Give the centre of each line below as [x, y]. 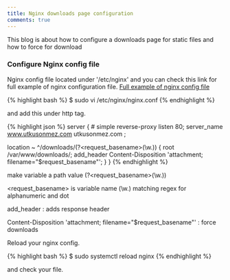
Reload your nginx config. [44, 243]
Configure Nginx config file [53, 65]
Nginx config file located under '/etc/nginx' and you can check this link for [112, 79]
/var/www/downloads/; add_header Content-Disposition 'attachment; [105, 154]
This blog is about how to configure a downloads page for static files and [111, 39]
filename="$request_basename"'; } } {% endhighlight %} [88, 161]
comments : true [29, 20]
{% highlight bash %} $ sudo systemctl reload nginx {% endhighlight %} [109, 256]
